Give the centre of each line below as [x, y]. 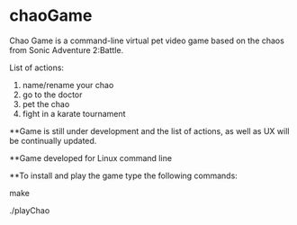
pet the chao [46, 103]
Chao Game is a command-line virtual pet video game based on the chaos [147, 40]
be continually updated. [53, 140]
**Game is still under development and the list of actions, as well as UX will [149, 130]
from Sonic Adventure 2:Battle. [67, 49]
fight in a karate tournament [74, 113]
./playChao [30, 210]
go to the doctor [52, 94]
